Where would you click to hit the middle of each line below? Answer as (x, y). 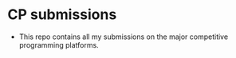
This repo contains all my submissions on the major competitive (124, 37)
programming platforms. (59, 44)
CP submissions (62, 15)
